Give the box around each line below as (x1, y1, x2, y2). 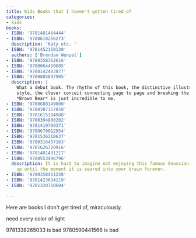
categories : (6, 14, 35, 20)
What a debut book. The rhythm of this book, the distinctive (16, 85, 171, 91)
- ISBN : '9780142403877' (6, 68, 66, 74)
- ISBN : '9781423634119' (6, 177, 66, 183)
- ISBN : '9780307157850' (6, 106, 66, 112)
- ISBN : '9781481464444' (6, 30, 66, 36)
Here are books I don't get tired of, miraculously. (6, 203, 123, 211)
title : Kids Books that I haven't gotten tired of (6, 8, 132, 15)
